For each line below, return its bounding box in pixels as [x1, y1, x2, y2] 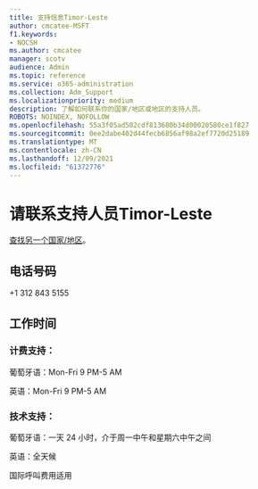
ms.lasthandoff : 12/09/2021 [9, 153, 114, 163]
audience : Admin [9, 63, 70, 72]
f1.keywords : [9, 29, 58, 38]
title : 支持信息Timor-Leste [9, 12, 109, 22]
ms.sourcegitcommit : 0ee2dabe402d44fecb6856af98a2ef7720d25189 [9, 129, 250, 138]
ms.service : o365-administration [9, 79, 134, 88]
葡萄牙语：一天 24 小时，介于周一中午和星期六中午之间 [9, 432, 212, 443]
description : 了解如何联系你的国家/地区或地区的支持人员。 [9, 104, 205, 113]
